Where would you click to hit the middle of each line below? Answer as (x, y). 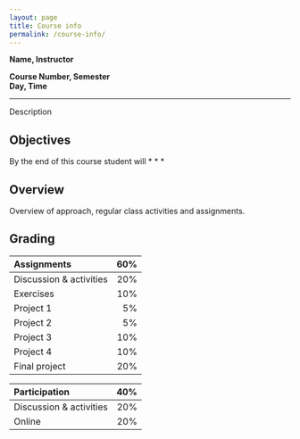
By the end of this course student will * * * (87, 162)
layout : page (33, 17)
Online (28, 421)
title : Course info (46, 26)
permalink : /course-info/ (57, 34)
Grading (32, 239)
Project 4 (33, 352)
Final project (40, 366)
